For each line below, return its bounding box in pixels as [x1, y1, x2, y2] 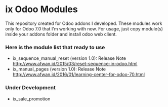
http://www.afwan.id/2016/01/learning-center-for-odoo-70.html [12, 72, 145, 78]
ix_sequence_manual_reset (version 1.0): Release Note [12, 55, 127, 61]
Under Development [5, 84, 56, 91]
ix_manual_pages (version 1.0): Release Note [12, 66, 106, 72]
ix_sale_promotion [12, 95, 51, 102]
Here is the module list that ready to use [5, 44, 105, 51]
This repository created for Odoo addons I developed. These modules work [5, 20, 162, 26]
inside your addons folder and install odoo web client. [5, 31, 117, 37]
